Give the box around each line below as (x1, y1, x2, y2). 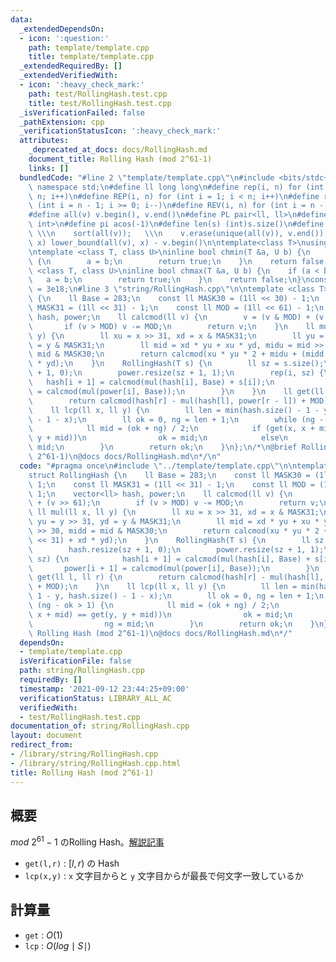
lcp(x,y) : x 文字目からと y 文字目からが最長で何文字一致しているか (24, 869, 304, 881)
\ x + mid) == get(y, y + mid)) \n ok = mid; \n (28, 609, 293, 620)
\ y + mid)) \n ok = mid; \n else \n (28, 433, 288, 443)
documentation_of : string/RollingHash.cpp (10, 721, 190, 731)
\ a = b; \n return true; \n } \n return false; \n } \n (28, 275, 311, 285)
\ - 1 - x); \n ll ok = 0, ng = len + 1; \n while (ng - (28, 414, 325, 425)
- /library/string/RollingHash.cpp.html (10, 758, 182, 768)
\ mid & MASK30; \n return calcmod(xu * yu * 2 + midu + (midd (28, 349, 325, 360)
